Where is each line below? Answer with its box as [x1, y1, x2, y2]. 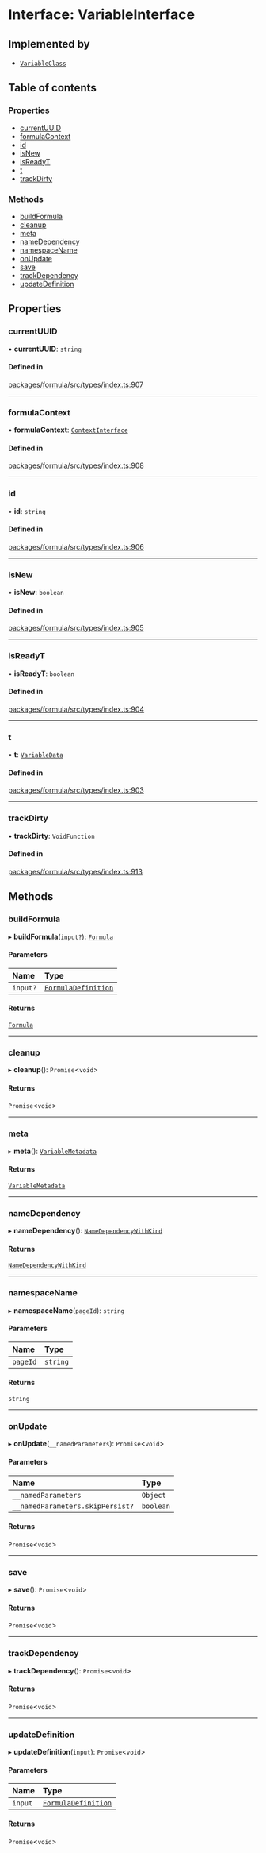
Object [141, 1491, 166, 1500]
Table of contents [8, 81, 97, 95]
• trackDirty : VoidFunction [8, 831, 95, 840]
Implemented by [8, 37, 90, 51]
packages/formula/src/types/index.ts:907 [8, 380, 144, 389]
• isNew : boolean [8, 588, 65, 597]
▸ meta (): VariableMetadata [8, 1146, 97, 1156]
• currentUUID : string [8, 344, 82, 353]
